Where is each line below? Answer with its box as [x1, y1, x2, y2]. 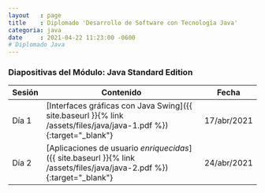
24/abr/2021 [203, 158, 253, 169]
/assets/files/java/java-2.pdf [46, 162, 152, 173]
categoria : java [8, 26, 62, 34]
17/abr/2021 [203, 115, 253, 126]
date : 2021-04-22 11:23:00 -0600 [8, 33, 136, 42]
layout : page [8, 11, 62, 20]
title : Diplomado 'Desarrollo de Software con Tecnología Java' [8, 19, 238, 27]
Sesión [12, 87, 39, 98]
